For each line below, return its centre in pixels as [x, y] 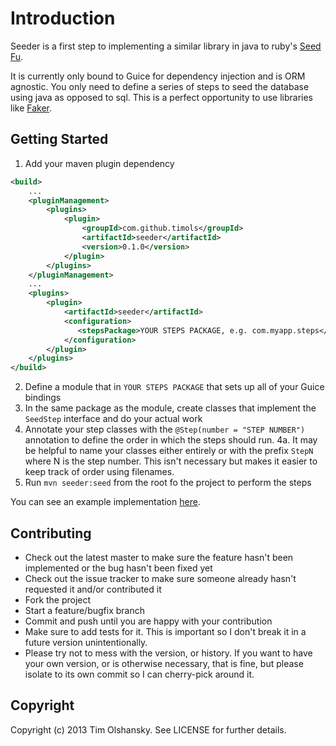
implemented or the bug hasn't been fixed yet [118, 568]
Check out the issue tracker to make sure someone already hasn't [160, 578]
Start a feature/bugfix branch [84, 610]
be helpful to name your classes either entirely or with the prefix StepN [169, 451]
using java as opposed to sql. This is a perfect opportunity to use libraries [161, 97]
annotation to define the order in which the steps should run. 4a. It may [171, 440]
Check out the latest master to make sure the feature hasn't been [159, 557]
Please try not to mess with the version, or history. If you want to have [168, 653]
